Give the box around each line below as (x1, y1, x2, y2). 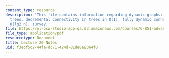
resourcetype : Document (5, 36, 55, 41)
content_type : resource (5, 7, 55, 13)
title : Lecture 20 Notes (5, 40, 57, 45)
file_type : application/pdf (5, 31, 64, 36)
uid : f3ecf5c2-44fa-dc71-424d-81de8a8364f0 (5, 45, 98, 50)
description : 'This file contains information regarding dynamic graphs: (5, 12, 163, 17)
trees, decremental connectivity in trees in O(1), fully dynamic (10, 17, 152, 22)
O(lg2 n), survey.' (10, 21, 51, 27)
